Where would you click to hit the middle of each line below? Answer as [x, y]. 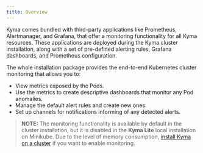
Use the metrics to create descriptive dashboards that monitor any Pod [104, 92]
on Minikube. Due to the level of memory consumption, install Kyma [106, 136]
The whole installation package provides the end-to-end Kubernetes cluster [101, 67]
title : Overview [27, 12]
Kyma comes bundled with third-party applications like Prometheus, [91, 29]
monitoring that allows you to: [44, 73]
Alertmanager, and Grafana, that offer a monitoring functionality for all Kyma [102, 36]
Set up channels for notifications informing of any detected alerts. [98, 111]
